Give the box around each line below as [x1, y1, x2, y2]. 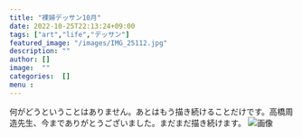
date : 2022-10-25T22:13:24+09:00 [9, 22, 136, 31]
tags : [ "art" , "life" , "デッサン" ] [9, 30, 130, 39]
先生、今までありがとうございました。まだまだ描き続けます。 [16, 117, 247, 128]
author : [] [9, 55, 51, 64]
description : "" [9, 47, 71, 56]
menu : [9, 80, 34, 89]
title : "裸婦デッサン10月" [9, 13, 102, 23]
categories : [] [9, 72, 71, 81]
